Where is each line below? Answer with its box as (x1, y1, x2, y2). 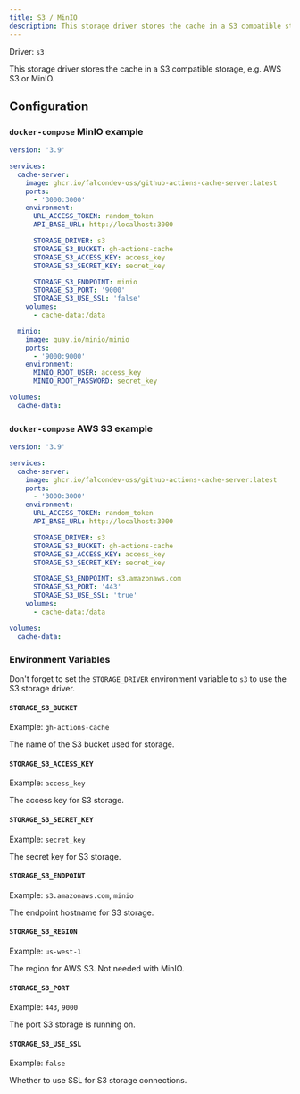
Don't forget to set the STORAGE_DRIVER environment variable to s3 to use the (9, 673, 287, 684)
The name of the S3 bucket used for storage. (9, 739, 175, 750)
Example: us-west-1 (9, 946, 82, 956)
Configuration (9, 98, 89, 114)
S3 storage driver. (9, 683, 76, 693)
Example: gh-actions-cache (9, 722, 110, 733)
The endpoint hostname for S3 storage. (9, 907, 154, 918)
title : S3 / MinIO (9, 13, 78, 22)
